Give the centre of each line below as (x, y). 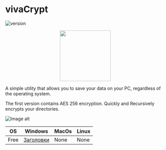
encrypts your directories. (32, 109)
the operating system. (28, 93)
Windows (36, 131)
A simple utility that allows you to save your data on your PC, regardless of (83, 88)
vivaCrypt (27, 9)
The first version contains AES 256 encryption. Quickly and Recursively (80, 103)
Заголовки (37, 139)
